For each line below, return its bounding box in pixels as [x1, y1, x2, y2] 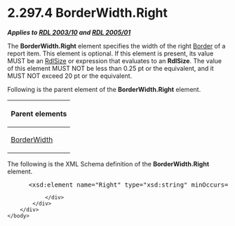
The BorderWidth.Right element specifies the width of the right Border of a [7, 41, 226, 50]
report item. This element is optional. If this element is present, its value [7, 49, 214, 58]
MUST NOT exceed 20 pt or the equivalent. [7, 72, 133, 80]
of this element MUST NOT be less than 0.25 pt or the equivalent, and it [7, 64, 214, 72]
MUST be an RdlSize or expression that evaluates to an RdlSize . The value [7, 56, 222, 65]
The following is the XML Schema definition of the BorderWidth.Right [7, 159, 210, 168]
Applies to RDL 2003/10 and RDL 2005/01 [7, 28, 131, 36]
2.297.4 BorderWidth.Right [7, 5, 168, 21]
